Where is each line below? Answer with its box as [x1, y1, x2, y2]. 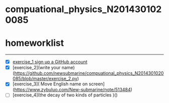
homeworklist [5, 37, 64, 49]
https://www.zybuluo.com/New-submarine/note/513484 [14, 87, 131, 93]
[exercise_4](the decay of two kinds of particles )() [12, 92, 118, 98]
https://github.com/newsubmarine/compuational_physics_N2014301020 [14, 70, 164, 76]
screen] [89, 81, 105, 87]
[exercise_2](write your [12, 65, 61, 71]
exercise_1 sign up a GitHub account [12, 59, 88, 65]
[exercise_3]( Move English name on [12, 81, 88, 87]
